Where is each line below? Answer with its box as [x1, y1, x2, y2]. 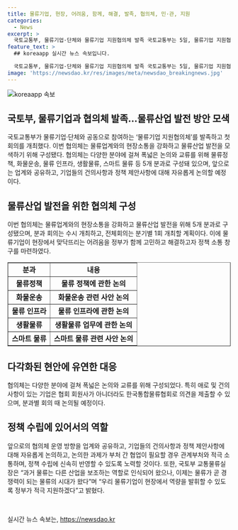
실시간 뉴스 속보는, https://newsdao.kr [7, 514, 115, 523]
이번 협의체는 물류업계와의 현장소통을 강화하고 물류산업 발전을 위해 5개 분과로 [7, 220, 221, 229]
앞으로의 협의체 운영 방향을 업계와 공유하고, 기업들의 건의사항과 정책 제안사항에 [7, 441, 225, 450]
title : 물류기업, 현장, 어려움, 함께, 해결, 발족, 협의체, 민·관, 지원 [7, 10, 191, 18]
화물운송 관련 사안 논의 [57, 293, 130, 303]
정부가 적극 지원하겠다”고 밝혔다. [14, 486, 105, 494]
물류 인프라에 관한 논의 [57, 306, 130, 316]
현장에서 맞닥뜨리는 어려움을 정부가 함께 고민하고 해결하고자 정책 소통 [31, 238, 223, 247]
